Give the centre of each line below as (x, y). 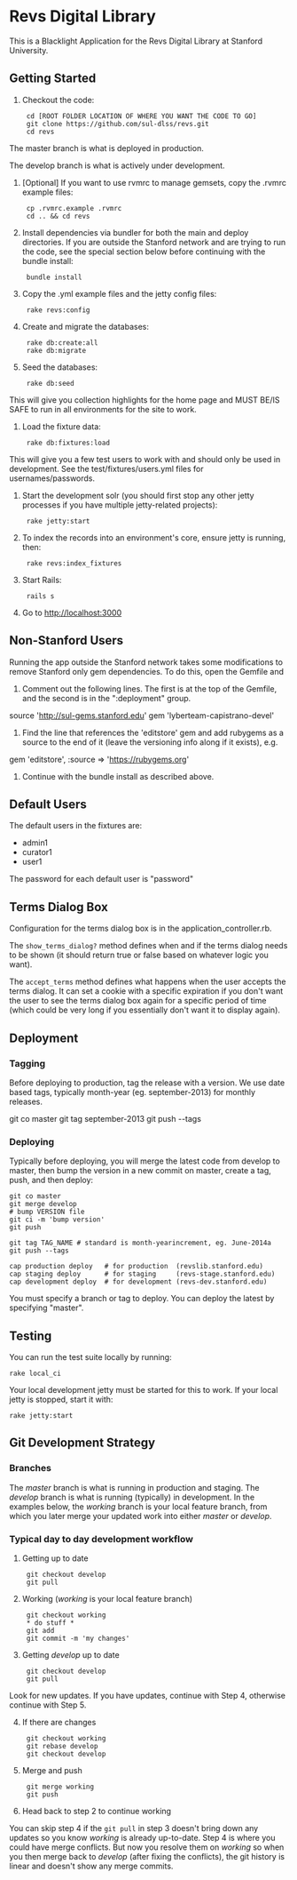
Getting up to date (55, 1558)
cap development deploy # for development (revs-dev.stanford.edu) (138, 1282)
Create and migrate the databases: (85, 326)
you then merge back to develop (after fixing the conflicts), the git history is (147, 1856)
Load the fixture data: (62, 426)
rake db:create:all (62, 343)
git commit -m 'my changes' (78, 1638)
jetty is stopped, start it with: (61, 1399)
